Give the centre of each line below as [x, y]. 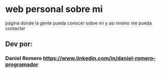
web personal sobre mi [54, 9]
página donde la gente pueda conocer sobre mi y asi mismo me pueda [79, 23]
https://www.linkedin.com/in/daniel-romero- [99, 58]
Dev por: [19, 44]
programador [22, 64]
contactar [15, 28]
